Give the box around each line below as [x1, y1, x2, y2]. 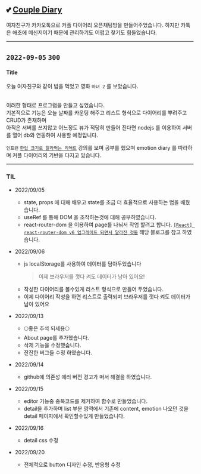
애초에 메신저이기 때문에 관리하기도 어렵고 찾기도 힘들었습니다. [12, 29, 158, 36]
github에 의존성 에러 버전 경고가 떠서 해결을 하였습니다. [23, 373, 152, 380]
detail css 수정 [23, 436, 59, 444]
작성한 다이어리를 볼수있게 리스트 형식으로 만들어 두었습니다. [23, 285, 164, 293]
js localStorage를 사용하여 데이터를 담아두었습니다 [23, 260, 142, 267]
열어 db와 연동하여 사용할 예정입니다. [12, 131, 98, 139]
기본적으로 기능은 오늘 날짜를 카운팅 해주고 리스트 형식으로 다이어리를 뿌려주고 [6, 109, 187, 116]
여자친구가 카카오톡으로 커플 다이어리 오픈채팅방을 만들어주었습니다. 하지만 [6, 21, 180, 29]
